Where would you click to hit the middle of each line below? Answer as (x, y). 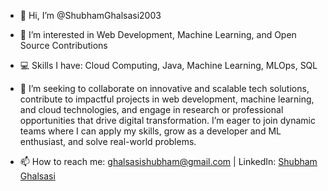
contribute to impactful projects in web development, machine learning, (167, 99)
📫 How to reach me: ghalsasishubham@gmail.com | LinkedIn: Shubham (168, 161)
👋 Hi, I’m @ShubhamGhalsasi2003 (90, 15)
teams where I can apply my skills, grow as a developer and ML (150, 131)
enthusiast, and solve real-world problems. (108, 141)
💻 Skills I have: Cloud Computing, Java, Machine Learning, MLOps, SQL (168, 65)
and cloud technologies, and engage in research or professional (151, 109)
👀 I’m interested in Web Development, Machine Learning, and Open (158, 34)
